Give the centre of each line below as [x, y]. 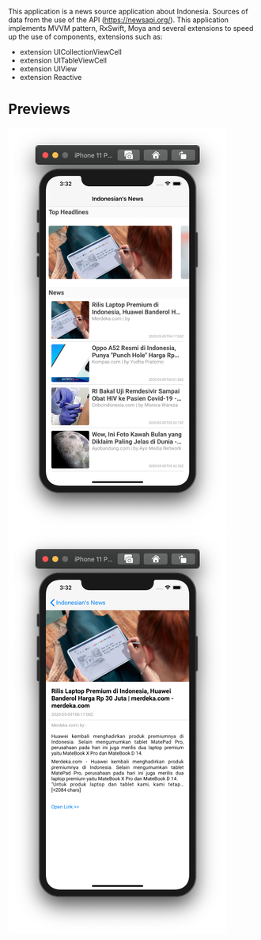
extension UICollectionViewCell [71, 52]
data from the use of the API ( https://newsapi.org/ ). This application [119, 20]
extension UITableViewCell [63, 60]
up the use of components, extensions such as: [85, 36]
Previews [40, 109]
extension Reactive [51, 77]
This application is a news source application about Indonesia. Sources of [128, 11]
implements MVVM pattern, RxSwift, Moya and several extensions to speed [131, 28]
